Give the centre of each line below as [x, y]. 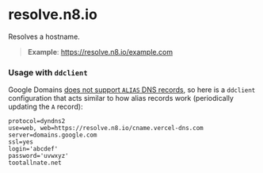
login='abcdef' [33, 149]
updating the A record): [46, 107]
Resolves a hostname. [44, 37]
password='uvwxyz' [38, 156]
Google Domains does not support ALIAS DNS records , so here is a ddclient [132, 90]
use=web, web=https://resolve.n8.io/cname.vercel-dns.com [106, 129]
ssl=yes [21, 142]
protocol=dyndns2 [37, 121]
